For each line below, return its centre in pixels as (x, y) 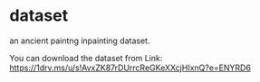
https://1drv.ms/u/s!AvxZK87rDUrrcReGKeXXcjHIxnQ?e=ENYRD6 (130, 68)
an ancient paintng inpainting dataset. (80, 41)
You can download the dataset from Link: (86, 58)
